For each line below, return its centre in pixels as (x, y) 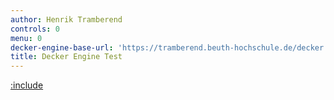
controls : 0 (35, 29)
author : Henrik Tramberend (66, 19)
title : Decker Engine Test (66, 57)
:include (27, 85)
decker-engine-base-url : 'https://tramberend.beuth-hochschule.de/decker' (169, 47)
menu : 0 (26, 38)
